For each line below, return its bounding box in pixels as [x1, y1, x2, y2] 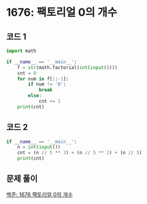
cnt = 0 [17, 70, 36, 76]
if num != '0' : [28, 81, 67, 88]
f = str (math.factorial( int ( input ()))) [17, 64, 118, 70]
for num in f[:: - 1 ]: [17, 76, 69, 82]
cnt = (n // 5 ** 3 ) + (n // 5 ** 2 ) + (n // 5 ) [17, 150, 142, 156]
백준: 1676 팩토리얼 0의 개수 [6, 191, 73, 198]
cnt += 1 [38, 98, 61, 104]
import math [6, 48, 36, 54]
